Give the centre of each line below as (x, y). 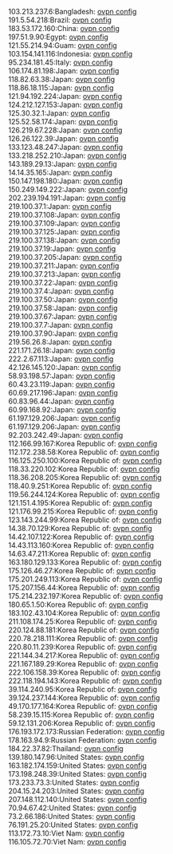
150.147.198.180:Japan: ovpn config (66, 181)
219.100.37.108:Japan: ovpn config (65, 215)
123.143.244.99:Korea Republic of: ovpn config (85, 520)
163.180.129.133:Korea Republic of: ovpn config (85, 562)
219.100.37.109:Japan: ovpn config (65, 223)
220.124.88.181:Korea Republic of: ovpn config (84, 630)
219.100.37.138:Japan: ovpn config (64, 240)
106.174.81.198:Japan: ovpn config (64, 71)
